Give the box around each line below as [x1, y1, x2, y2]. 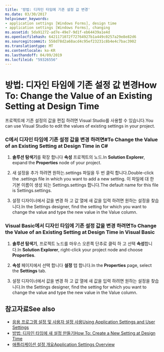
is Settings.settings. [12, 188, 52, 194]
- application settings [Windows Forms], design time [5, 21, 117, 26]
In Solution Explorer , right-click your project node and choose [17, 246, 143, 252]
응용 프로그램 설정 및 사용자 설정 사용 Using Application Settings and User [12, 319, 155, 325]
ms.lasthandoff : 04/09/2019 [5, 52, 62, 58]
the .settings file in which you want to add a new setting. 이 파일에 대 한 [12, 176, 154, 182]
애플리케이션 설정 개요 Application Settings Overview [12, 341, 115, 347]
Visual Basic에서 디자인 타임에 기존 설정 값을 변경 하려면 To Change [5, 222, 157, 229]
